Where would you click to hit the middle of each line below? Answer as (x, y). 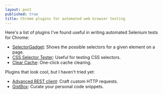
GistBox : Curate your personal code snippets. (58, 87)
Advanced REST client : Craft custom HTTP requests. (65, 81)
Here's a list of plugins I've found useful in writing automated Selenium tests (81, 33)
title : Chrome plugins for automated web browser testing (65, 19)
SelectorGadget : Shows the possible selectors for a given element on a (83, 47)
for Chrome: (17, 38)
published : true (21, 14)
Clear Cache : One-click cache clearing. (52, 63)
